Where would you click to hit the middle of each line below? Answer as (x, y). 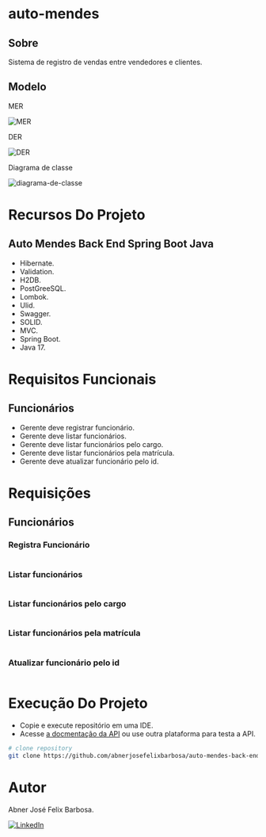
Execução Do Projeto (78, 703)
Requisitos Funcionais (82, 379)
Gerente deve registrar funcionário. (77, 427)
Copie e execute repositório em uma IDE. (86, 725)
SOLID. (31, 322)
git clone (25, 755)
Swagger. (35, 313)
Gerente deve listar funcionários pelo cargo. (91, 444)
